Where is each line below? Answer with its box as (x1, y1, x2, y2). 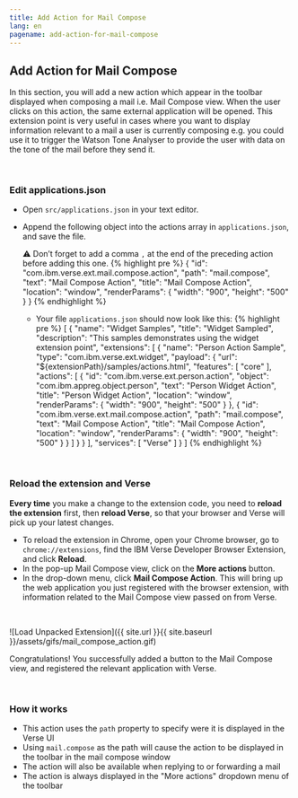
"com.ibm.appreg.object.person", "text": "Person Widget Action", (35, 381, 276, 391)
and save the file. (22, 231, 87, 242)
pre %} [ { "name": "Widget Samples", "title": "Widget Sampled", (35, 323, 274, 334)
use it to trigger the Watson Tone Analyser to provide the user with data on (9, 135, 285, 145)
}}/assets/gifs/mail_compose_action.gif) (9, 636, 157, 646)
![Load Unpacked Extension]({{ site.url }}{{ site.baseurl (9, 626, 213, 637)
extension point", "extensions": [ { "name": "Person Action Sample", (35, 342, 286, 353)
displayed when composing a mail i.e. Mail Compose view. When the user (9, 96, 281, 108)
